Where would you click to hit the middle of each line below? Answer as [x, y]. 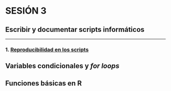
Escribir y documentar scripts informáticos [75, 30]
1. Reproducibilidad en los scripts [47, 50]
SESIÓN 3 [26, 11]
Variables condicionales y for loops [62, 66]
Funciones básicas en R [44, 83]
